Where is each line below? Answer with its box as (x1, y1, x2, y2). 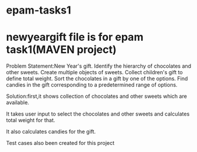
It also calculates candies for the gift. (6, 128, 96, 136)
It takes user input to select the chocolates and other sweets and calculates (6, 110, 190, 118)
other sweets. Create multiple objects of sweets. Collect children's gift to (6, 69, 183, 76)
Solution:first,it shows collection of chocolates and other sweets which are (6, 92, 188, 100)
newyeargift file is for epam (6, 31, 143, 44)
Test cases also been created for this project (6, 140, 115, 147)
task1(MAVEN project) (6, 43, 117, 57)
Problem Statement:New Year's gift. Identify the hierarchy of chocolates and (6, 62, 192, 70)
